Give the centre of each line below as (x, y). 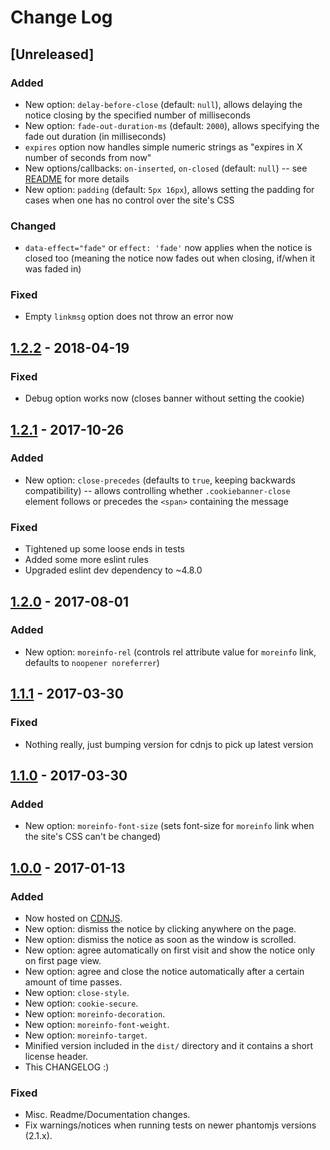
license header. (56, 1056)
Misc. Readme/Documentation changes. (107, 1115)
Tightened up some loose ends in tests (105, 549)
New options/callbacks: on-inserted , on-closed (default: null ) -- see (166, 168)
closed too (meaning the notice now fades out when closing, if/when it (170, 258)
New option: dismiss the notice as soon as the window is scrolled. (160, 939)
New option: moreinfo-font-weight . (97, 1024)
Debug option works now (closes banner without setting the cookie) (164, 398)
